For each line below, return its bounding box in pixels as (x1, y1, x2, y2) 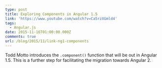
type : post (5, 7, 27, 12)
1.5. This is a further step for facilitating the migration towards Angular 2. (5, 57, 151, 63)
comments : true (5, 34, 36, 39)
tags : (5, 20, 16, 26)
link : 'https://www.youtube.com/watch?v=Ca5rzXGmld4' (5, 16, 118, 21)
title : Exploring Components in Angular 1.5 (5, 12, 98, 17)
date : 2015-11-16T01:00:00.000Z (5, 30, 71, 34)
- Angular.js (9, 25, 36, 30)
